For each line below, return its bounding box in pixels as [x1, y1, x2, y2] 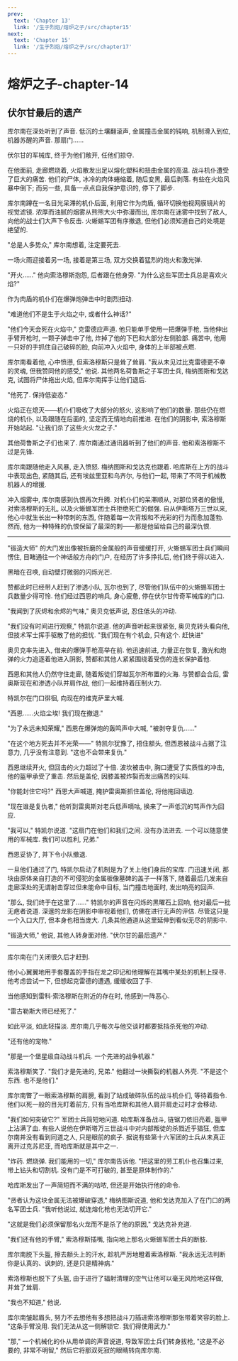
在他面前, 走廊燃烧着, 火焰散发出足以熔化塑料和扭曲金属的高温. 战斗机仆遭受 [7, 166, 229, 174]
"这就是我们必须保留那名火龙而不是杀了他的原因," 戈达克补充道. [7, 1220, 192, 1228]
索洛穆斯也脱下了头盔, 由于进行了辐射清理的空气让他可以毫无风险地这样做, [7, 1274, 225, 1282]
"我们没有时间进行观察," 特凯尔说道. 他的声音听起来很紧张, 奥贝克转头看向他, [7, 622, 230, 630]
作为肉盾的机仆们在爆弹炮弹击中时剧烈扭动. [7, 295, 134, 303]
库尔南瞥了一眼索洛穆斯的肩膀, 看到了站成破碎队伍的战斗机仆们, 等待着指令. [7, 1091, 227, 1100]
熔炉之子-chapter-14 [7, 76, 130, 92]
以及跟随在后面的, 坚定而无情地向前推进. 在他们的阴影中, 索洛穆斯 [35, 415, 227, 423]
